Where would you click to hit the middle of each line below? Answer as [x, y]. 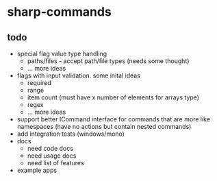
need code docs [50, 148]
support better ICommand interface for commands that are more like [114, 119]
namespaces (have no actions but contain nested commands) [104, 126]
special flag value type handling [62, 53]
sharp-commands [59, 12]
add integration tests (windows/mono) [71, 134]
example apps [37, 170]
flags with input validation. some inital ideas [78, 75]
